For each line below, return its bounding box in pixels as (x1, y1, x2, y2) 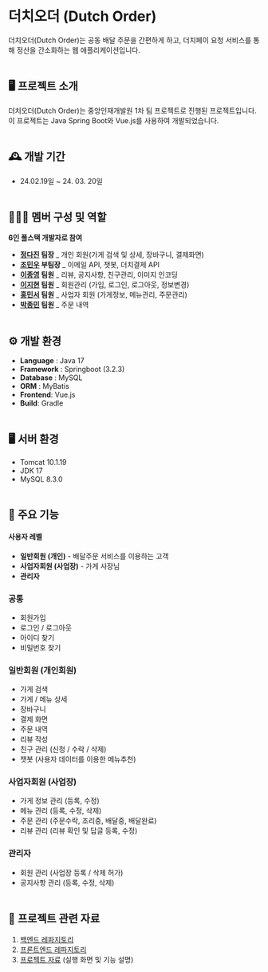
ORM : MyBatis (19, 382, 69, 391)
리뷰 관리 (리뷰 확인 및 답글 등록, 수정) (19, 826, 138, 836)
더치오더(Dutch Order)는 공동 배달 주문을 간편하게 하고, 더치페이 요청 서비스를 (8, 35, 252, 45)
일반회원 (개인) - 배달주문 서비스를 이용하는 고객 (19, 551, 169, 561)
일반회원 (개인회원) (8, 665, 77, 676)
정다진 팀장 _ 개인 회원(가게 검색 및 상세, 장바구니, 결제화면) (19, 250, 205, 260)
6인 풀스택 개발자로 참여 (8, 233, 82, 242)
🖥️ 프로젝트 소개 (8, 79, 78, 93)
